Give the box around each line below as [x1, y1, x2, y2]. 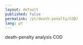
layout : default [5, 7, 39, 12]
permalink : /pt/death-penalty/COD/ [5, 16, 79, 21]
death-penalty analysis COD [5, 34, 63, 40]
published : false [5, 12, 41, 17]
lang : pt [5, 21, 23, 26]
